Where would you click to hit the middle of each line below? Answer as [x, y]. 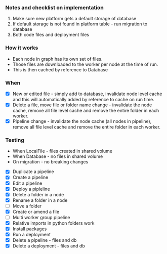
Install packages [30, 229]
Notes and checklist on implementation [54, 8]
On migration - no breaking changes [50, 162]
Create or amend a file [36, 211]
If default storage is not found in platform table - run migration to [80, 24]
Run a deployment [32, 235]
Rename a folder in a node [40, 200]
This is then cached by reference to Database [60, 69]
